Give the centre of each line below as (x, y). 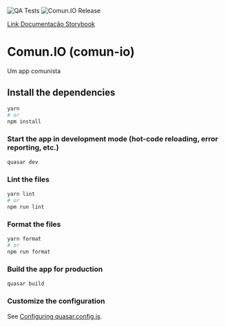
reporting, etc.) (33, 148)
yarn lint (21, 194)
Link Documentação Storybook (51, 24)
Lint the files (28, 179)
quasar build (26, 284)
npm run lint (26, 207)
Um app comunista (34, 71)
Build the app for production (55, 269)
